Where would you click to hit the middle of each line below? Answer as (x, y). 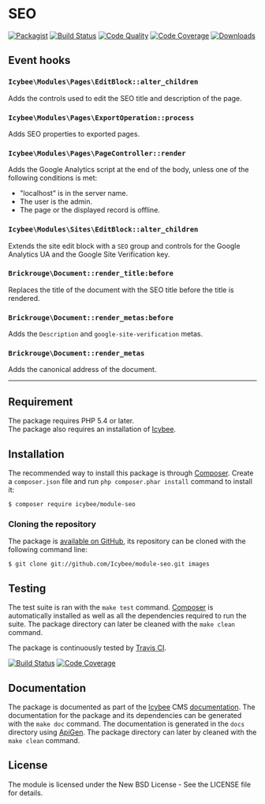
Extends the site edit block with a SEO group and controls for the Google (124, 246)
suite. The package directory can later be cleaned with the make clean (121, 624)
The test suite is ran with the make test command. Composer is (111, 607)
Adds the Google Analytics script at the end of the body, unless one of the (129, 170)
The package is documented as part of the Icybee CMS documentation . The (132, 707)
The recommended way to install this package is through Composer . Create (131, 473)
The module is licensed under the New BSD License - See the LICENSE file (130, 784)
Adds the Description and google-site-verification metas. (106, 334)
